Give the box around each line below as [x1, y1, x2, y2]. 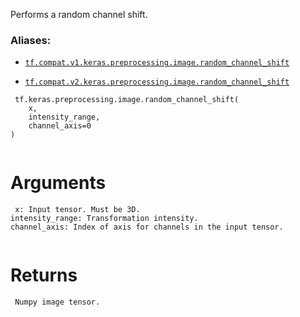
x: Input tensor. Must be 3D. [14, 205, 141, 215]
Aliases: [10, 33, 52, 47]
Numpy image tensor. [14, 297, 101, 308]
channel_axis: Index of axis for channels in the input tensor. [10, 222, 284, 233]
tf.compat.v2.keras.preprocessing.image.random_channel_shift [24, 77, 290, 88]
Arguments [10, 172, 107, 194]
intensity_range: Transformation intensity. [10, 214, 199, 224]
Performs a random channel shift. [10, 9, 148, 20]
